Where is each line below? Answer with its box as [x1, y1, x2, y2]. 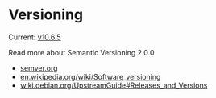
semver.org [19, 63, 58, 73]
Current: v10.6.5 [8, 32, 62, 42]
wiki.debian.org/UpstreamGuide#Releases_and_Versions [19, 80, 208, 90]
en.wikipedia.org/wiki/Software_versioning [19, 71, 161, 81]
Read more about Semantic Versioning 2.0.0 [8, 47, 155, 57]
